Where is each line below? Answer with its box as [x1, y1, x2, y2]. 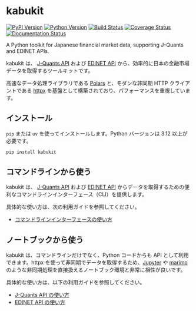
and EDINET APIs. [6, 47, 49, 54]
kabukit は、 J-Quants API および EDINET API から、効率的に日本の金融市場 [6, 59, 190, 67]
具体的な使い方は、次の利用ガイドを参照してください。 [6, 203, 140, 210]
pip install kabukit [6, 149, 57, 155]
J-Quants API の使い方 [14, 292, 69, 299]
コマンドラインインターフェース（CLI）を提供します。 [16, 191, 147, 198]
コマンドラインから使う [6, 167, 91, 177]
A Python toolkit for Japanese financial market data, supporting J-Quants [6, 41, 184, 48]
